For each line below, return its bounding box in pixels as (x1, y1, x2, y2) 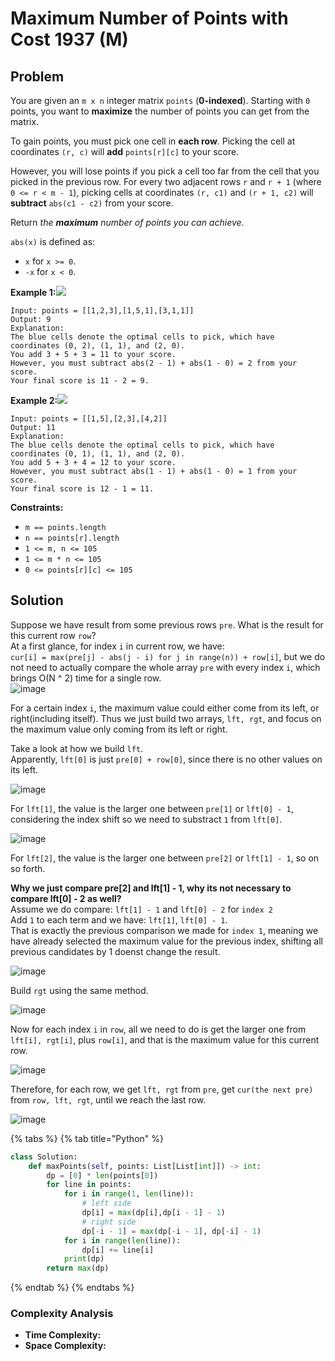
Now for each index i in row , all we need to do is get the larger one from (10, 1023, 307, 1035)
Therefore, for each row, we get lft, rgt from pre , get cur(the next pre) (10, 1083, 314, 1095)
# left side (81, 1198, 132, 1209)
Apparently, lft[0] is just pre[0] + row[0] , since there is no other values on (10, 753, 323, 765)
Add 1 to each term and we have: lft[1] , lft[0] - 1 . (10, 913, 228, 926)
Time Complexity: (24, 1329, 102, 1341)
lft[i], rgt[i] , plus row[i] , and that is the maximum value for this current (10, 1033, 320, 1046)
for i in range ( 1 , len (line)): (63, 1189, 195, 1199)
